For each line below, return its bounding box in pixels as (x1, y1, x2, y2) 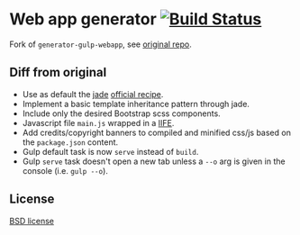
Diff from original (9, 65, 107, 80)
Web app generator (9, 9, 158, 30)
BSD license (9, 215, 54, 226)
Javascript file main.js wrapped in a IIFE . (22, 117, 175, 128)
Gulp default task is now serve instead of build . (22, 146, 199, 157)
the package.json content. (22, 136, 119, 148)
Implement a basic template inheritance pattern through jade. (22, 98, 250, 109)
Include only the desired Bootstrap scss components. (22, 108, 221, 119)
